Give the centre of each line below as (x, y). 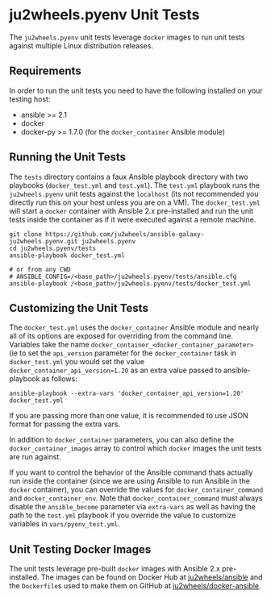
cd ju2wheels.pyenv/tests (52, 248)
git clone (26, 234)
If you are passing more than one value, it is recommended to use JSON (129, 416)
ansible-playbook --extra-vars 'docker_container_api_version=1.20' (127, 394)
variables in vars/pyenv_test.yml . (65, 524)
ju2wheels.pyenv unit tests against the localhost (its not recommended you (134, 193)
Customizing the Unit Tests (79, 308)
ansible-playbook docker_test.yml (67, 255)
